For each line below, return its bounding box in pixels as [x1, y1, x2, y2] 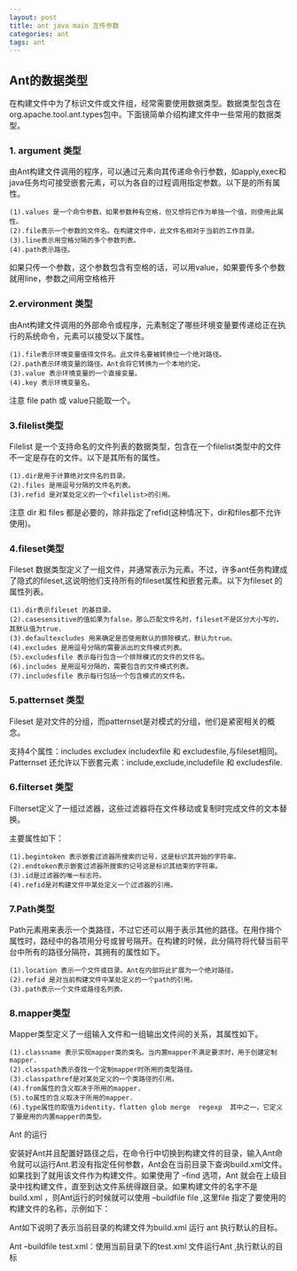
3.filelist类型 [9, 419, 64, 431]
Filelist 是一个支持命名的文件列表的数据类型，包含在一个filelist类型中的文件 [9, 441, 282, 451]
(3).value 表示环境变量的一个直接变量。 [9, 369, 142, 378]
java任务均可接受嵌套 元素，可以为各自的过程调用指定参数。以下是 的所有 [9, 177, 273, 188]
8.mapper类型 [9, 1008, 71, 1020]
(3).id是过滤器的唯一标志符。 [9, 871, 106, 880]
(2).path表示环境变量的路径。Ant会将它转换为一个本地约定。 [9, 359, 206, 368]
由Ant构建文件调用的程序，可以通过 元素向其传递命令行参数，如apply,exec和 [9, 166, 286, 177]
